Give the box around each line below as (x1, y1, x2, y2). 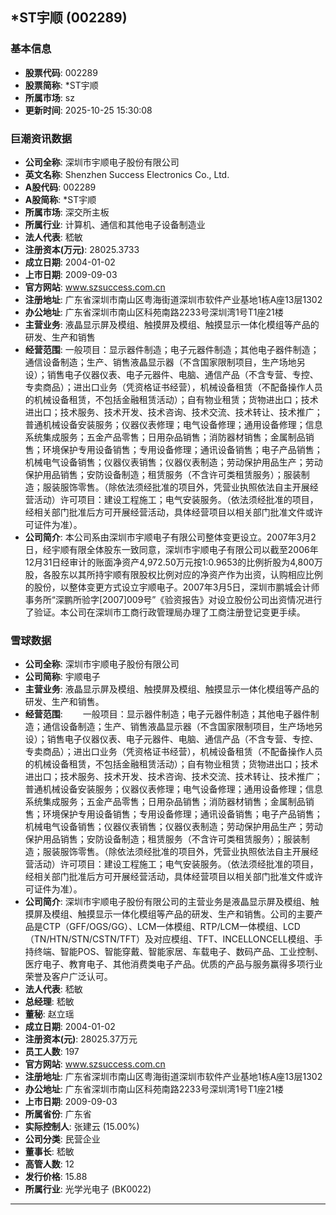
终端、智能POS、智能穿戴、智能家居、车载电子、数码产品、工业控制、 (33, 946, 324, 958)
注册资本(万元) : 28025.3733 (24, 243, 140, 255)
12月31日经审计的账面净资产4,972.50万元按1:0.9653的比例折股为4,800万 (24, 556, 323, 568)
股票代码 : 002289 (24, 66, 98, 78)
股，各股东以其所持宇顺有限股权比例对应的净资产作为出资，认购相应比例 (24, 568, 323, 580)
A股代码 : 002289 (24, 181, 97, 193)
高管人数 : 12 (24, 1158, 75, 1170)
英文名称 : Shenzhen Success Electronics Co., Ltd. (24, 168, 230, 180)
